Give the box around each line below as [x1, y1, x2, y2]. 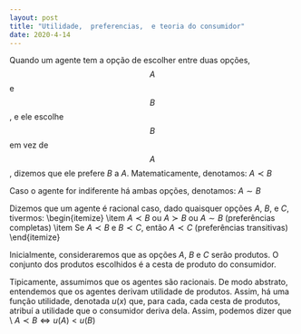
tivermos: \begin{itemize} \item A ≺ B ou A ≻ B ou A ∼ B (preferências [9, 213, 276, 224]
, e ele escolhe [9, 111, 64, 122]
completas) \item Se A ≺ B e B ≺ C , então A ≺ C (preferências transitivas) [9, 223, 288, 234]
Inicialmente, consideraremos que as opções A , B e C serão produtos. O [9, 250, 279, 261]
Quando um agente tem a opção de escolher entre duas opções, [9, 55, 251, 66]
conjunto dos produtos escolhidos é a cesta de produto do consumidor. [9, 259, 277, 270]
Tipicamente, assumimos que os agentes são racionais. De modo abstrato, [9, 277, 288, 288]
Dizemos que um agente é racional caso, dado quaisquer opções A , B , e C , [9, 203, 290, 214]
